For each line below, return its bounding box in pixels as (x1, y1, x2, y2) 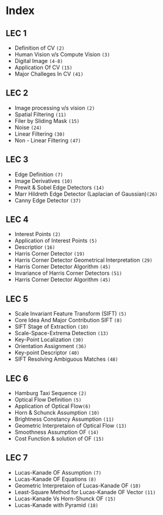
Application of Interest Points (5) (14, 237, 98, 245)
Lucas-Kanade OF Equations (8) (14, 475, 97, 483)
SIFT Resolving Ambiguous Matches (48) (14, 355, 118, 363)
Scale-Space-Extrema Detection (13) (14, 330, 109, 337)
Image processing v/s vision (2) (14, 104, 95, 111)
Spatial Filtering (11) (14, 111, 67, 118)
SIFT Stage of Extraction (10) (14, 323, 89, 330)
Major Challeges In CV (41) (14, 70, 84, 77)
